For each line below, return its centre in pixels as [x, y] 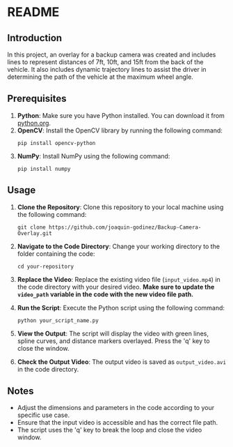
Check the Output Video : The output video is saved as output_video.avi [122, 362]
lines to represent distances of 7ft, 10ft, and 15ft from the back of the [105, 62]
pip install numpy [44, 169]
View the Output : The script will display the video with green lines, [113, 333]
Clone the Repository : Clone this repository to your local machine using [120, 207]
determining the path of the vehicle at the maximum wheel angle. [100, 77]
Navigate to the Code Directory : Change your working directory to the [119, 246]
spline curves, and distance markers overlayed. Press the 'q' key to [113, 341]
